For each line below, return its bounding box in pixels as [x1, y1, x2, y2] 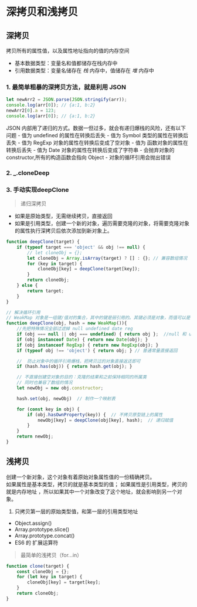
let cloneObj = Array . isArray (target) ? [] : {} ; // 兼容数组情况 [27, 255, 188, 261]
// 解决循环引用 [6, 309, 40, 316]
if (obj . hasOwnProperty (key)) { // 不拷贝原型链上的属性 [27, 412, 163, 418]
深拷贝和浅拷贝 [6, 5, 79, 19]
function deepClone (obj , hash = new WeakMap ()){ [6, 320, 127, 326]
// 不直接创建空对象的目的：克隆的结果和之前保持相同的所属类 [16, 374, 147, 380]
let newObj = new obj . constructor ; [16, 385, 104, 391]
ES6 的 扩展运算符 [14, 539, 59, 546]
